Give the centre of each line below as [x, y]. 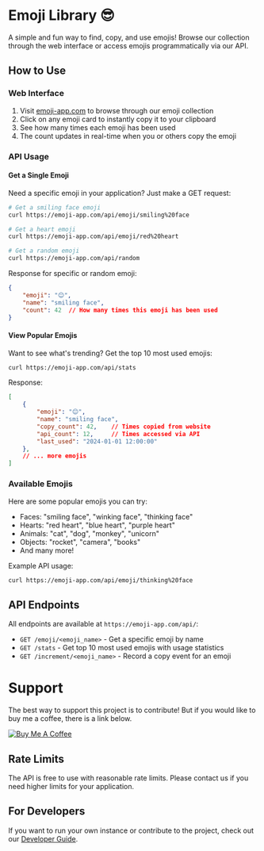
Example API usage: [41, 565]
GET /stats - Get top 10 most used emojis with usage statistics [122, 648]
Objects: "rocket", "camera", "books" [80, 542]
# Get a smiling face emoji [55, 207]
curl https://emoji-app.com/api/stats [72, 367]
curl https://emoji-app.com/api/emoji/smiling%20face [99, 215]
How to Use [37, 71]
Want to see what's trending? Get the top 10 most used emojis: [110, 353]
